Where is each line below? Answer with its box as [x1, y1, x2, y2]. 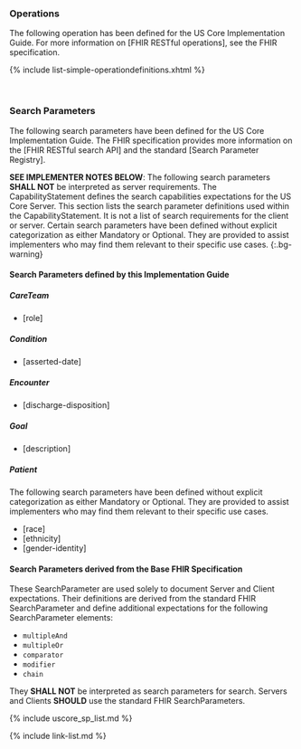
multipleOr [22, 641, 64, 650]
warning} [9, 248, 43, 260]
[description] [22, 443, 71, 454]
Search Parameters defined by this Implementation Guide [9, 270, 230, 280]
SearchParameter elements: [9, 612, 113, 623]
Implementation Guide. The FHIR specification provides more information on [9, 135, 293, 146]
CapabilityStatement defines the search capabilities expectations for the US [9, 191, 292, 202]
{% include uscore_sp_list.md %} [9, 713, 133, 724]
